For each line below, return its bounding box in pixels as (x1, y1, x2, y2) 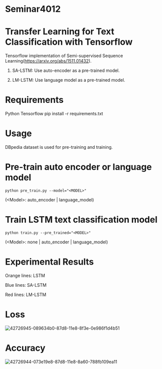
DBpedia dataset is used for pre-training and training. (5, 144, 113, 150)
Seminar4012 (5, 3, 61, 15)
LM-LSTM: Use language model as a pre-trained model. (12, 77, 125, 83)
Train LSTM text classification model (5, 214, 158, 225)
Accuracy (5, 342, 46, 353)
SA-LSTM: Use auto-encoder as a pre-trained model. (12, 67, 120, 73)
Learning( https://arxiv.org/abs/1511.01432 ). (5, 58, 92, 64)
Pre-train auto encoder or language (5, 162, 152, 173)
